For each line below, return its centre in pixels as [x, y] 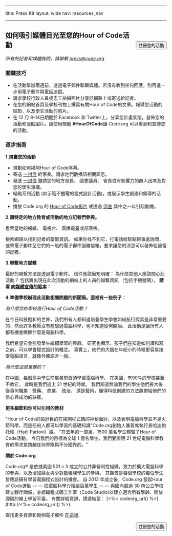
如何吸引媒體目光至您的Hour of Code [64, 36]
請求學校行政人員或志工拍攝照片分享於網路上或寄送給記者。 [76, 98]
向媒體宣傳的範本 [29, 287]
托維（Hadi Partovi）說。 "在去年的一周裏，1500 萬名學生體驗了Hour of [81, 432]
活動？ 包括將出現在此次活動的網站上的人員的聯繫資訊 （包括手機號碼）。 [82, 280]
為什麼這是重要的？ [26, 367]
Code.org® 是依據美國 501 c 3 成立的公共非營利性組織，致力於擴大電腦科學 [84, 467]
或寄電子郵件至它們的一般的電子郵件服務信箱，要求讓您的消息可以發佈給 [81, 246]
